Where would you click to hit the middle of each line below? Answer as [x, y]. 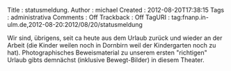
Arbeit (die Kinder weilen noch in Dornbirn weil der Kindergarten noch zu [112, 45]
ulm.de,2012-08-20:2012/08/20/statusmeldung [75, 24]
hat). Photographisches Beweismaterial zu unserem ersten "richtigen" [107, 52]
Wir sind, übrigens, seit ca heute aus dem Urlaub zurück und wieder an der [115, 38]
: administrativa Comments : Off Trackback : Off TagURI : [89, 17]
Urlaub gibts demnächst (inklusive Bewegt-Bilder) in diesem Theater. [106, 60]
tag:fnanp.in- [190, 17]
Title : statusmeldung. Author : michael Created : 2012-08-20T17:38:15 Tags [116, 10]
